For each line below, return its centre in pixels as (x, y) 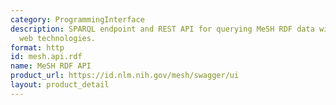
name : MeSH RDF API (51, 66)
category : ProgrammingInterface (77, 19)
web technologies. (58, 38)
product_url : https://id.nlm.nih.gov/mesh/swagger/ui (125, 76)
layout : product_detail (60, 85)
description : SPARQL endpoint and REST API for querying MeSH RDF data (162, 29)
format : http (37, 47)
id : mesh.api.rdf (46, 57)
